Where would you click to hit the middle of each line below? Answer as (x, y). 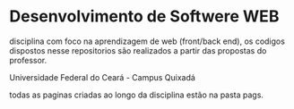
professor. (28, 60)
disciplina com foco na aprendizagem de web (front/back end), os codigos (147, 41)
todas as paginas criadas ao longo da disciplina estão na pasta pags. (137, 95)
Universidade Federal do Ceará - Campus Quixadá (102, 77)
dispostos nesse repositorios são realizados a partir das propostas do (138, 50)
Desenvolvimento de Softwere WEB (144, 17)
